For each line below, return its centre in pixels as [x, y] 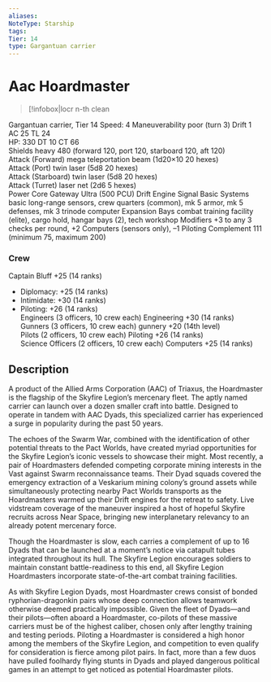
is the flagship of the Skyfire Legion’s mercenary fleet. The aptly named [128, 398]
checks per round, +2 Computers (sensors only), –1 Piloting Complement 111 [135, 229]
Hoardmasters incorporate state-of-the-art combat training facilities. [123, 576]
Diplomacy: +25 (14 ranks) [64, 292]
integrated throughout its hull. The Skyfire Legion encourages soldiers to [130, 559]
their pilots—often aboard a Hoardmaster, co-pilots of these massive [123, 618]
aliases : [23, 16]
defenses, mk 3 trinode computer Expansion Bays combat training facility [131, 212]
